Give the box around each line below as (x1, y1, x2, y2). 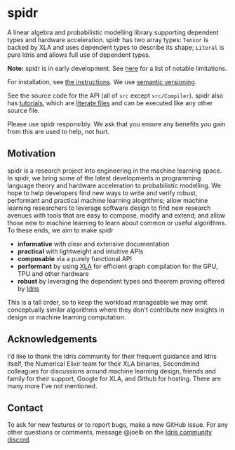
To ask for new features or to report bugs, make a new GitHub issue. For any (7, 421, 229, 429)
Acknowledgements (7, 333, 98, 345)
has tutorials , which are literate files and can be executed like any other (7, 98, 213, 107)
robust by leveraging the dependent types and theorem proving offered (17, 277, 225, 285)
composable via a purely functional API (17, 254, 132, 263)
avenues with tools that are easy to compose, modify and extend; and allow (7, 211, 226, 219)
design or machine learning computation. (7, 312, 126, 321)
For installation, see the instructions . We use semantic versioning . (7, 77, 197, 86)
